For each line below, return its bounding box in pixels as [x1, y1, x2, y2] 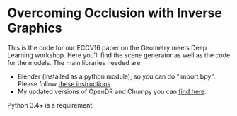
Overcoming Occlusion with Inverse [7, 5, 223, 21]
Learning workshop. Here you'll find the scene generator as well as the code [7, 51, 231, 59]
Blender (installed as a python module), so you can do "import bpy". [17, 72, 216, 81]
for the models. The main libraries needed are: [7, 58, 143, 66]
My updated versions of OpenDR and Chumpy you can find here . [17, 87, 207, 95]
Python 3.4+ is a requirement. [7, 100, 94, 109]
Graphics [7, 20, 62, 36]
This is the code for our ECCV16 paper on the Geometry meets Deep [7, 43, 207, 52]
